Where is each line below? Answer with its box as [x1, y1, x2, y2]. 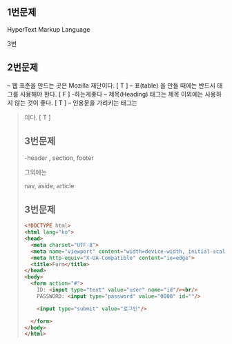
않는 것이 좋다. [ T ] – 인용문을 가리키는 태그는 [14, 99, 138, 107]
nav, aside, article [23, 182, 75, 190]
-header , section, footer [23, 154, 95, 162]
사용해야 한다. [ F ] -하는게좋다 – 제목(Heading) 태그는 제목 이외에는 [19, 90, 204, 98]
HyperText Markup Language [7, 25, 90, 33]
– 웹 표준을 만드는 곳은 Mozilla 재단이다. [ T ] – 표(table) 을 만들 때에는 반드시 [7, 81, 216, 90]
